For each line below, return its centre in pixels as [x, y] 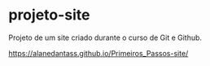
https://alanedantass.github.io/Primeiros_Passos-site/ [98, 53]
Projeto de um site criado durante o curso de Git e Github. [105, 37]
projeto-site [49, 15]
